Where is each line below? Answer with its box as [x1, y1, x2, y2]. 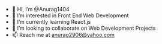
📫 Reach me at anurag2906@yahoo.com [11, 32, 115, 38]
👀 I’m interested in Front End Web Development [11, 12, 129, 19]
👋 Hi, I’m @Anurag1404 [11, 6, 70, 12]
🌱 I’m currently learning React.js [11, 18, 91, 25]
